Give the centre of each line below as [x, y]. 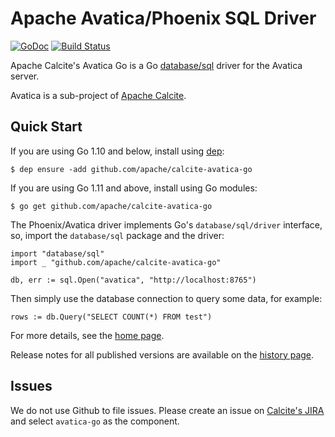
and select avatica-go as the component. [95, 421]
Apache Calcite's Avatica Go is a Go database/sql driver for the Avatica [156, 65]
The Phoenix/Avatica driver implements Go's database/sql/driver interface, [166, 224]
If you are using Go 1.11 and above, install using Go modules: [134, 188]
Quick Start [46, 127]
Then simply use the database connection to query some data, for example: [166, 298]
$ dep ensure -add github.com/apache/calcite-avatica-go [131, 169]
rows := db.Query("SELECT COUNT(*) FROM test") [111, 317]
